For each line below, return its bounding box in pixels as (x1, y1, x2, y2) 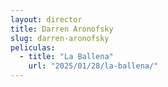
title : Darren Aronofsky (10, 24, 114, 34)
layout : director (10, 14, 83, 25)
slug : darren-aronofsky (10, 33, 110, 43)
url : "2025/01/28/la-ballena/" (28, 61, 159, 71)
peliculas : (10, 42, 56, 53)
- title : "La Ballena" (19, 52, 114, 62)
